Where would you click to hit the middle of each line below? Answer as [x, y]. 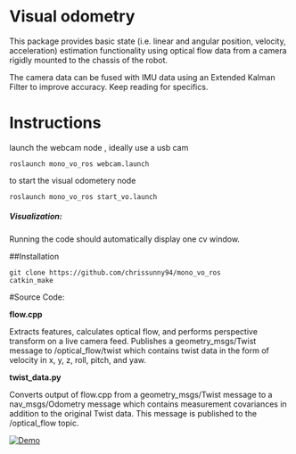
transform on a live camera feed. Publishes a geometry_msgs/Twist [133, 341]
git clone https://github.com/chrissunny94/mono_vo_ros [115, 272]
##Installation [34, 256]
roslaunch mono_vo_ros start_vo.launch [83, 197]
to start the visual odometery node [73, 180]
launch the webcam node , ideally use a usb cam [99, 147]
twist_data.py [35, 377]
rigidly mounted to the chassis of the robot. [88, 60]
